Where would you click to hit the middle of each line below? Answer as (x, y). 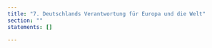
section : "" (25, 20)
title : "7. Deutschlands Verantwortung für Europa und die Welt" (106, 14)
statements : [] (30, 27)
